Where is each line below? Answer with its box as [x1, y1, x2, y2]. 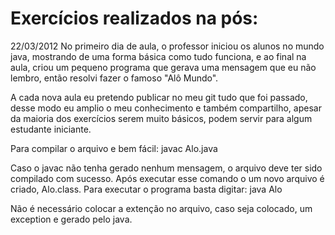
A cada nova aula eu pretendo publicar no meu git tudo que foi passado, [10, 91, 308, 103]
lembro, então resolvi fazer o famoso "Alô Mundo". [10, 72, 219, 84]
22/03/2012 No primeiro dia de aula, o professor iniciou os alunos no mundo [10, 40, 325, 52]
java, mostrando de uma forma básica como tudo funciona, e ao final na [10, 50, 307, 62]
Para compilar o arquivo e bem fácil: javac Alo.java [10, 142, 218, 154]
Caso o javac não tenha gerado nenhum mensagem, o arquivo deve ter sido [10, 162, 323, 174]
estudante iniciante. [10, 123, 92, 135]
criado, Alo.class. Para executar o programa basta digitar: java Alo [10, 183, 283, 195]
